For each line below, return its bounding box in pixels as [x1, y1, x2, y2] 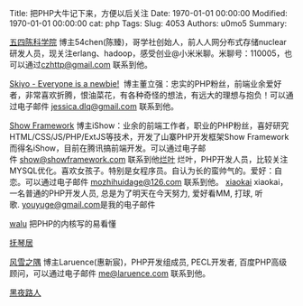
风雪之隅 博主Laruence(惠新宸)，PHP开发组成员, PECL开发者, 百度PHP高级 [9, 256, 288, 267]
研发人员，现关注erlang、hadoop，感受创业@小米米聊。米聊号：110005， [9, 48, 285, 59]
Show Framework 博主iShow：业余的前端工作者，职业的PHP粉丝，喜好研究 [9, 120, 289, 131]
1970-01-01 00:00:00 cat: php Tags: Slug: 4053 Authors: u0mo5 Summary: [9, 18, 288, 29]
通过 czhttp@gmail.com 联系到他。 [24, 60, 153, 70]
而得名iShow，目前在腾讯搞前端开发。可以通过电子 [9, 143, 198, 153]
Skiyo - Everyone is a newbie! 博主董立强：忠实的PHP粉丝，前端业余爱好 [9, 79, 282, 88]
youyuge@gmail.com [21, 199, 101, 209]
